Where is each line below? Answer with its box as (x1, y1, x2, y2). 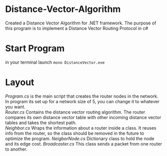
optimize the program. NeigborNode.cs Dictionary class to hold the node (5, 136, 155, 142)
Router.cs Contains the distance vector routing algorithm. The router (5, 109, 146, 115)
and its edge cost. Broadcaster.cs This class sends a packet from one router (5, 141, 162, 147)
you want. (5, 104, 26, 110)
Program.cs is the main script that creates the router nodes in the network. (5, 93, 159, 99)
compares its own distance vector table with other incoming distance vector (5, 114, 162, 120)
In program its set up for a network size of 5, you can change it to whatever (5, 98, 160, 104)
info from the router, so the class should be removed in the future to (5, 130, 145, 136)
